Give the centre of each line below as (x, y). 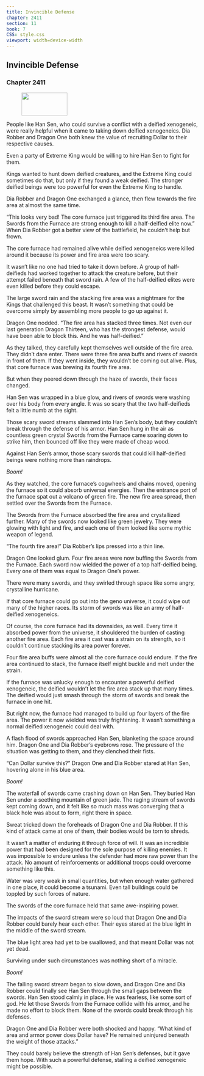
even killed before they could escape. (53, 286)
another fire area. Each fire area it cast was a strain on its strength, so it (96, 639)
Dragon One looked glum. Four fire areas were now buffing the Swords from (102, 558)
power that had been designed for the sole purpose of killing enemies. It (97, 849)
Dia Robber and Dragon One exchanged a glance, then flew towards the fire (101, 199)
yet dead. (18, 948)
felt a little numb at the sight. (42, 410)
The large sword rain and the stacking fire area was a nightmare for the (95, 298)
